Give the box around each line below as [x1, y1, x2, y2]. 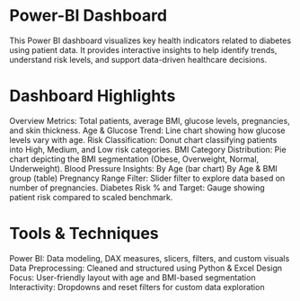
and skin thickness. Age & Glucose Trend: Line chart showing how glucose [9, 125, 286, 136]
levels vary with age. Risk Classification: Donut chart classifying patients [9, 134, 278, 145]
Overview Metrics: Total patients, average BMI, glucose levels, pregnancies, [9, 115, 290, 126]
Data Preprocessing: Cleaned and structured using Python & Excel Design [9, 262, 283, 273]
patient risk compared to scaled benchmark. [9, 191, 173, 202]
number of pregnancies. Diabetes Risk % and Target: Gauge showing [9, 181, 265, 193]
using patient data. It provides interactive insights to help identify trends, [9, 44, 278, 55]
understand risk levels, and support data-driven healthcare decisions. [9, 54, 268, 65]
